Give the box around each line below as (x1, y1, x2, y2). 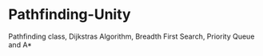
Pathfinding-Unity (8, 6, 131, 24)
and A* (8, 39, 32, 49)
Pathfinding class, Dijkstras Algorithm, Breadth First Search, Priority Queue (8, 32, 255, 41)
